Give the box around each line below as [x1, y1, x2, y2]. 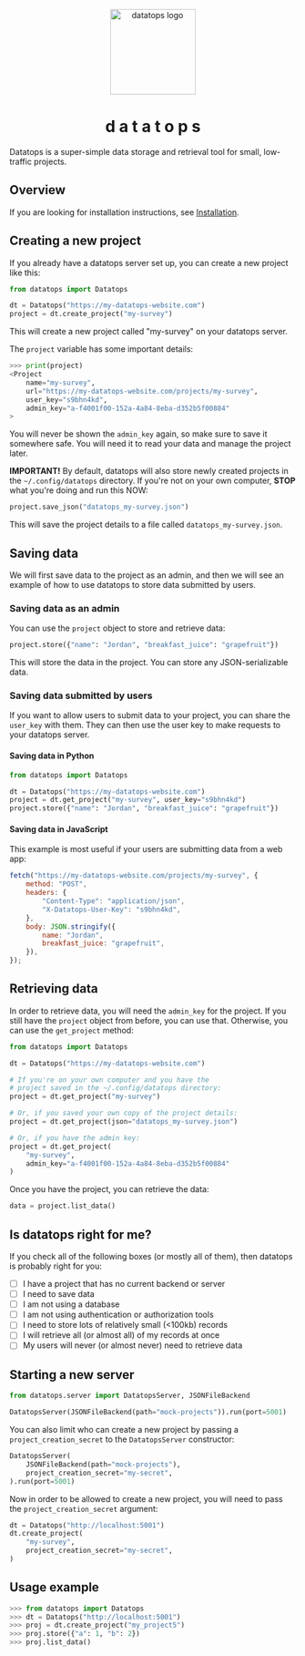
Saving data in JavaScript [9, 823, 108, 834]
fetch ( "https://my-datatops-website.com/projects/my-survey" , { [9, 871, 259, 880]
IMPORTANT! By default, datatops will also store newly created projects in [9, 466, 290, 477]
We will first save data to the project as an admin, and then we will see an [9, 570, 285, 581]
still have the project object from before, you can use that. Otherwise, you [9, 1014, 289, 1025]
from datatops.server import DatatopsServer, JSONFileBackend [9, 1391, 250, 1401]
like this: [9, 267, 41, 278]
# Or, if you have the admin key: [9, 1133, 141, 1143]
